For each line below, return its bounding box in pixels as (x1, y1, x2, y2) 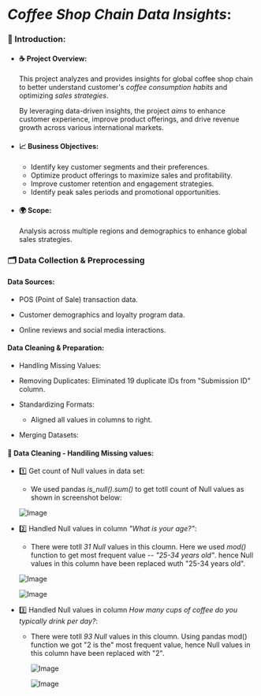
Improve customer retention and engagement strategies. (30, 179, 214, 188)
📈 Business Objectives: (18, 141, 99, 151)
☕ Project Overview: (18, 54, 88, 63)
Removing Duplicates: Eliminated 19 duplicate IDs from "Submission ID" (18, 376, 252, 385)
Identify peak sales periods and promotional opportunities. (30, 187, 222, 196)
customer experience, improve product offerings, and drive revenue (18, 114, 240, 124)
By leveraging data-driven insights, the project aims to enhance (18, 106, 226, 116)
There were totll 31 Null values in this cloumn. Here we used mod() (30, 542, 247, 552)
